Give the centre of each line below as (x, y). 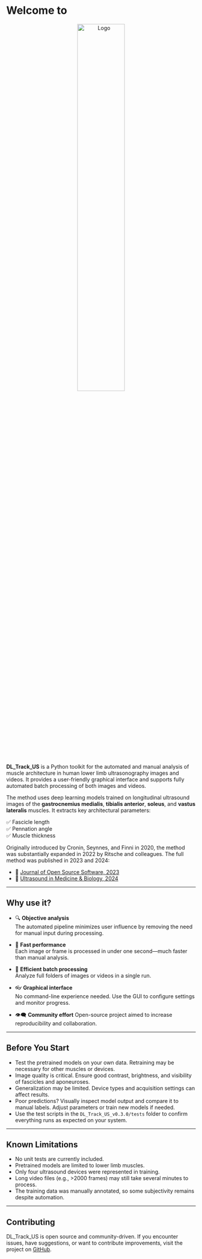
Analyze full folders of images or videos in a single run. (83, 975)
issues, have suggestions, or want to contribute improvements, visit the (95, 1243)
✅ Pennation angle (29, 828)
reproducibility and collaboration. (56, 1023)
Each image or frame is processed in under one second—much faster (101, 951)
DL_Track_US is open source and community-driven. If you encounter (92, 1237)
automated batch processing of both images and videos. (76, 786)
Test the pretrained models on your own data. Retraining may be (94, 1062)
